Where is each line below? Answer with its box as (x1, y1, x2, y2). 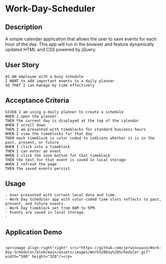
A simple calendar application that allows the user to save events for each (5, 36, 157, 42)
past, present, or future (5, 140, 59, 145)
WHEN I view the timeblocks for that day (5, 131, 93, 136)
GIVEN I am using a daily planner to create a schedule (5, 109, 124, 114)
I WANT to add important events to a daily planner (5, 78, 115, 84)
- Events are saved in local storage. (5, 210, 86, 215)
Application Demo (5, 228, 62, 236)
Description (5, 23, 42, 31)
